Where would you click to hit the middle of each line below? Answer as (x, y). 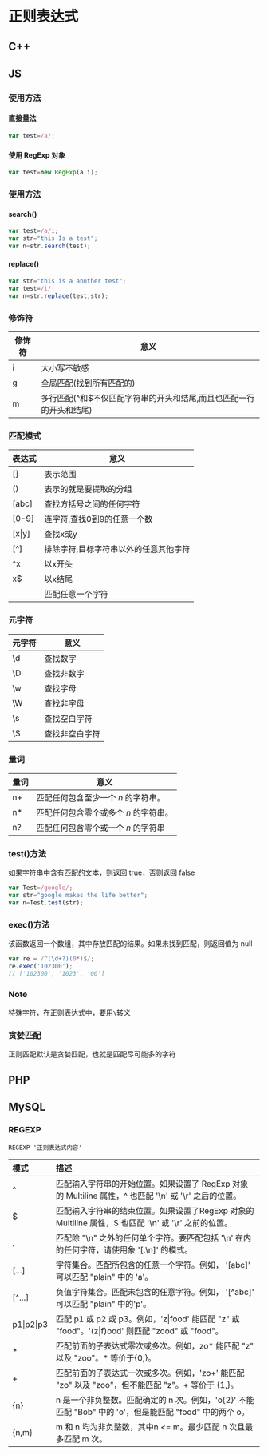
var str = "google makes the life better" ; (78, 895)
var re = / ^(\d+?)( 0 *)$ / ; (51, 959)
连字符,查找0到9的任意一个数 (99, 519)
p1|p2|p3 (30, 1325)
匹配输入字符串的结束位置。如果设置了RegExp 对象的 (155, 1211)
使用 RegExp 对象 (37, 155)
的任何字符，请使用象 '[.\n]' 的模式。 (124, 1250)
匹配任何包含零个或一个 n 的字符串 (101, 828)
